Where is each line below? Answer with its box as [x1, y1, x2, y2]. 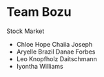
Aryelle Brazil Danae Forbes [16, 47, 96, 56]
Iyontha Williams [16, 62, 63, 70]
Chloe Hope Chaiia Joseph [16, 40, 93, 48]
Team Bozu [6, 4, 72, 20]
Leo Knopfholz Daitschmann [16, 54, 97, 63]
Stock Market [6, 27, 45, 35]
